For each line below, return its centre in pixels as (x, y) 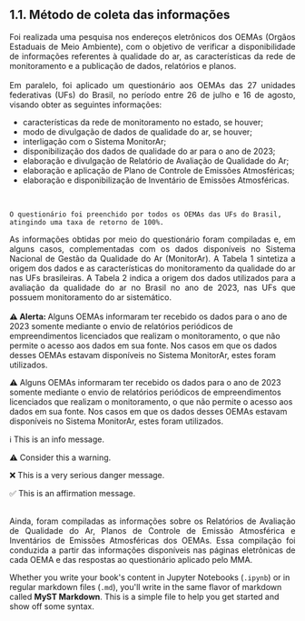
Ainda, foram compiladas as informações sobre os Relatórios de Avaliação (152, 521)
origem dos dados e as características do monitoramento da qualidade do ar (152, 268)
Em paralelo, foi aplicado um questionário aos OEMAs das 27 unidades (152, 85)
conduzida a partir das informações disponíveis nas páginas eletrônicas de (152, 550)
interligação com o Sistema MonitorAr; (94, 141)
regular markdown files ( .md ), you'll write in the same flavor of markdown (146, 586)
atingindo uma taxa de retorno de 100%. (87, 222)
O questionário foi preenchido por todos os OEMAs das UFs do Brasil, (146, 214)
